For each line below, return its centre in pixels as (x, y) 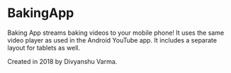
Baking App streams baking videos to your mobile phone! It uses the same (116, 33)
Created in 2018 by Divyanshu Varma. (62, 61)
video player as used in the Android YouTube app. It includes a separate (112, 40)
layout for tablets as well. (44, 47)
